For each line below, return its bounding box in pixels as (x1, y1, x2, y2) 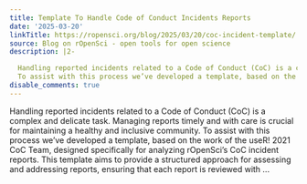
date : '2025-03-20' (9, 22, 84, 31)
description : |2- (9, 47, 76, 56)
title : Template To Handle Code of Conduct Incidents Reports (9, 13, 251, 23)
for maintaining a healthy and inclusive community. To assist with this (9, 125, 270, 136)
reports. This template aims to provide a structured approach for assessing (9, 154, 291, 165)
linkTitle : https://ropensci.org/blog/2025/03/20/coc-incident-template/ (9, 30, 297, 39)
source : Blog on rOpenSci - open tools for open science (9, 38, 231, 48)
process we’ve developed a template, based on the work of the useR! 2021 (9, 134, 291, 146)
